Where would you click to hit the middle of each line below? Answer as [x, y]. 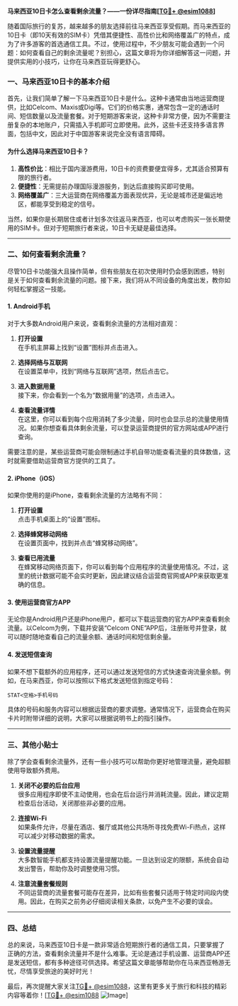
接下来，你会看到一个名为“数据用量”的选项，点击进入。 [98, 395]
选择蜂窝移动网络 [42, 535]
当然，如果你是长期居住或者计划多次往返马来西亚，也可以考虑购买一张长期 [116, 219]
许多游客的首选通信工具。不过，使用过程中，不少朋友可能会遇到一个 [119, 44]
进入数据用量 [36, 386]
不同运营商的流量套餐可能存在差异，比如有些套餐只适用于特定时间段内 [120, 892]
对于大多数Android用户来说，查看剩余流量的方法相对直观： [93, 324]
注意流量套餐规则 [42, 884]
